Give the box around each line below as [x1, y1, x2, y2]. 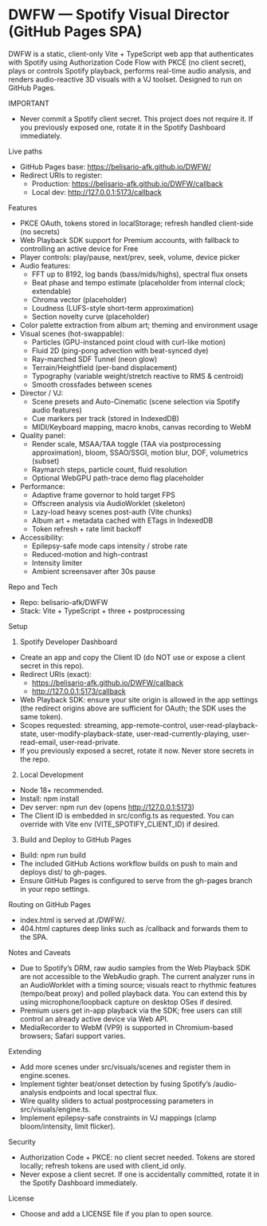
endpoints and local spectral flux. [49, 1087, 159, 1097]
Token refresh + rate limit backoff [31, 523, 142, 533]
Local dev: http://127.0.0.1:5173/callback [31, 187, 162, 197]
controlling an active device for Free [19, 244, 139, 253]
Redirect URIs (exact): [19, 669, 92, 679]
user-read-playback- [190, 720, 258, 730]
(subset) [31, 456, 60, 465]
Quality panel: [19, 430, 66, 440]
